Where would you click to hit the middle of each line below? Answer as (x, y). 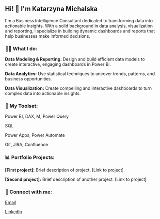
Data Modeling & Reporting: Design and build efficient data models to (75, 59)
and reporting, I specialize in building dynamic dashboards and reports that (80, 31)
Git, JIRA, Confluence (27, 145)
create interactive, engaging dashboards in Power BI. (58, 64)
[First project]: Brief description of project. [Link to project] (64, 170)
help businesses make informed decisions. (48, 36)
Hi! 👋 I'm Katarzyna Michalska (51, 9)
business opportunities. (29, 79)
